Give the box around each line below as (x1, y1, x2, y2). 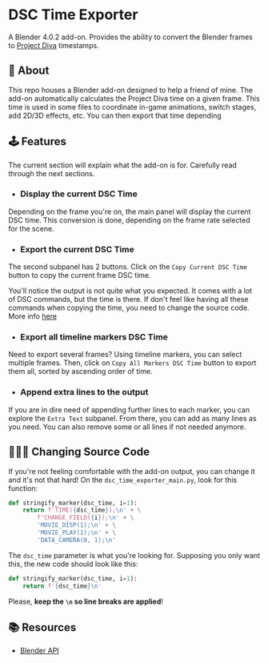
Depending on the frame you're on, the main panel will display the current (8, 207, 251, 216)
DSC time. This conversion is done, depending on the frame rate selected (8, 215, 250, 225)
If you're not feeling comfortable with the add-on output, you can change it (8, 466, 256, 476)
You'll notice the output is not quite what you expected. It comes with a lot (8, 286, 253, 295)
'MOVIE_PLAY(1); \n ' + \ (37, 528, 116, 537)
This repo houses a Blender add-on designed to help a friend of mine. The (8, 85, 254, 94)
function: (8, 483, 38, 493)
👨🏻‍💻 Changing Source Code (8, 445, 150, 459)
